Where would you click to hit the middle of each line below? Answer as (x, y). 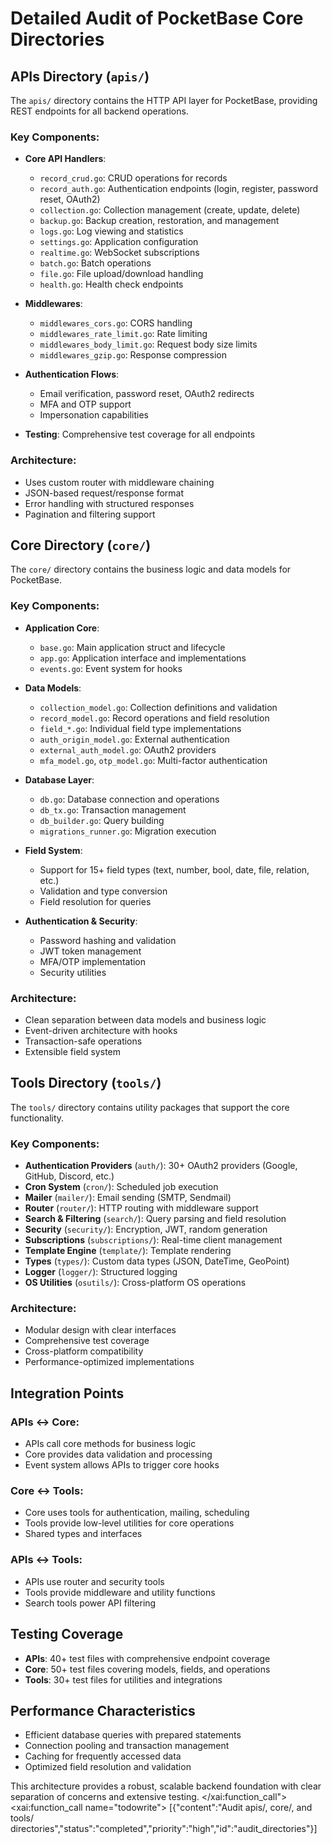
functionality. (37, 1118)
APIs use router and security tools (94, 1581)
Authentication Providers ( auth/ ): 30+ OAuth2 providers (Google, (161, 1166)
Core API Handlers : (65, 159)
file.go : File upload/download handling (121, 274)
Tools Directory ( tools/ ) (86, 1083)
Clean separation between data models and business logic (145, 1020)
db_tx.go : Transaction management (113, 809)
